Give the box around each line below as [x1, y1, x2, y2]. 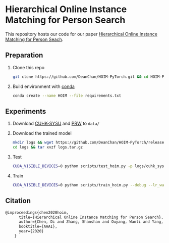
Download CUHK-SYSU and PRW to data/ [12, 120, 100, 127]
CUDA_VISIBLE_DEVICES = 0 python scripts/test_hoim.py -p [12, 164, 133, 169]
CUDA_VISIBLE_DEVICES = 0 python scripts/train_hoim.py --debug [12, 182, 146, 187]
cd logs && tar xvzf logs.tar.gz [12, 145, 83, 150]
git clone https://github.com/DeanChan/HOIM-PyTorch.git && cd [12, 74, 149, 79]
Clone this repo [12, 64, 44, 70]
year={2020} [18, 229, 44, 234]
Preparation [5, 51, 43, 60]
